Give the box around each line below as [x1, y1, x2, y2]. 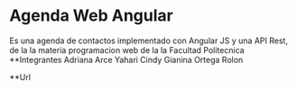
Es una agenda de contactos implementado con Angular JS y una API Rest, [9, 35, 289, 46]
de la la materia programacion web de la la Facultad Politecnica [9, 44, 246, 55]
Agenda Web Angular [9, 5, 173, 26]
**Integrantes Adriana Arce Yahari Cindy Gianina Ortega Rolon [9, 54, 244, 65]
